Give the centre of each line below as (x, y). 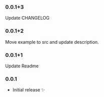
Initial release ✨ (29, 90)
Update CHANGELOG (27, 18)
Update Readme (22, 66)
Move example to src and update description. (52, 42)
